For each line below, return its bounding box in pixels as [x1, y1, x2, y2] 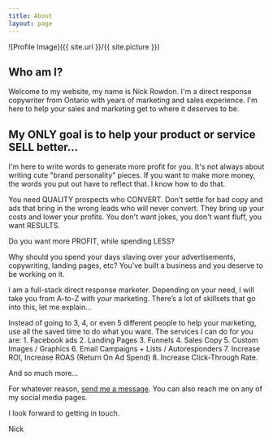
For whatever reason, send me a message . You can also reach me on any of [8, 384, 262, 394]
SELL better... [8, 140, 79, 154]
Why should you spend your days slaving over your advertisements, [8, 252, 236, 262]
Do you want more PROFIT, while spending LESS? [8, 236, 175, 246]
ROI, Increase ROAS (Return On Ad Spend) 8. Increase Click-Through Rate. [8, 352, 258, 362]
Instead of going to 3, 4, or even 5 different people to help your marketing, [8, 318, 257, 328]
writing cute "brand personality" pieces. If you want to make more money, [8, 170, 256, 180]
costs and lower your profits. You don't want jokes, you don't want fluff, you [8, 212, 262, 222]
